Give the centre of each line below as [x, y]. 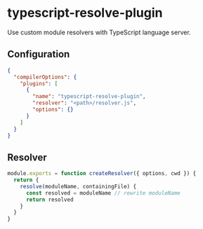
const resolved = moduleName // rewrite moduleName [103, 193]
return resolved [50, 200]
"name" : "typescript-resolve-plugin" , [89, 97]
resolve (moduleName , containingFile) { [78, 186]
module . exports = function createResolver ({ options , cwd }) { [102, 174]
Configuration [39, 54]
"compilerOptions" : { [45, 77]
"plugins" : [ [39, 83]
